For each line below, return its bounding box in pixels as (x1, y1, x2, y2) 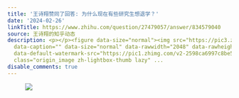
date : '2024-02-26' (7, 17, 65, 24)
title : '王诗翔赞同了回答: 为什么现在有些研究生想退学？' (7, 10, 159, 18)
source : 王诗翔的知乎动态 (7, 30, 76, 38)
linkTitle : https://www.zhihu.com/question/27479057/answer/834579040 (7, 23, 221, 31)
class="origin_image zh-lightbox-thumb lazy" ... (14, 57, 164, 64)
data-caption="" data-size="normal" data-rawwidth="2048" (14, 43, 190, 50)
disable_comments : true (7, 63, 78, 70)
